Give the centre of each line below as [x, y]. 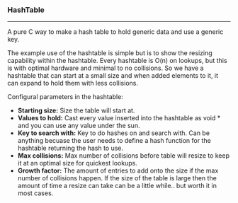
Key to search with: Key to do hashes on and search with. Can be [114, 133]
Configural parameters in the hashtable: [66, 97]
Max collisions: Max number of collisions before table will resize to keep [124, 156]
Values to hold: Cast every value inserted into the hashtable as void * [119, 118]
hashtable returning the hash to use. [70, 148]
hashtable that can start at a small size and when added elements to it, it [113, 76]
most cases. [35, 193]
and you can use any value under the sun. [79, 126]
